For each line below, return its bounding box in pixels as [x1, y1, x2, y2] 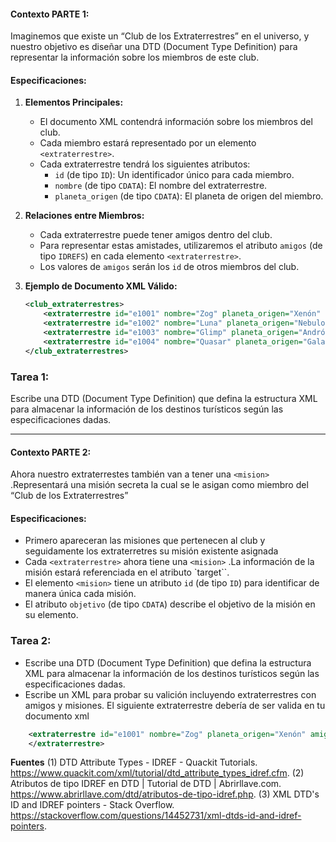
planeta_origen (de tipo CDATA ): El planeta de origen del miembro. [54, 190, 324, 202]
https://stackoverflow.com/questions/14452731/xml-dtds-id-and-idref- [10, 810, 302, 822]
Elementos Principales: [24, 96, 124, 109]
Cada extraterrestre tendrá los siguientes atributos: [39, 158, 251, 170]
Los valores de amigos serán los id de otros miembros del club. [39, 261, 300, 273]
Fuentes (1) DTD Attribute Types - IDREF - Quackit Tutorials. [10, 756, 258, 769]
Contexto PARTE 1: [10, 8, 90, 20]
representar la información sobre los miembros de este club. [10, 51, 260, 64]
